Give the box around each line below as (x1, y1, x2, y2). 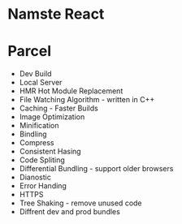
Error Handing (19, 181, 67, 191)
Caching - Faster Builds (19, 103, 98, 114)
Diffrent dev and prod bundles (19, 207, 121, 217)
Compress (19, 138, 54, 148)
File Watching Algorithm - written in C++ (19, 95, 155, 105)
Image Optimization (19, 112, 85, 122)
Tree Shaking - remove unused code (19, 198, 143, 208)
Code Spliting (19, 155, 66, 165)
